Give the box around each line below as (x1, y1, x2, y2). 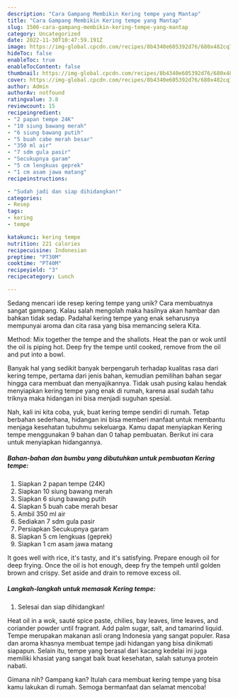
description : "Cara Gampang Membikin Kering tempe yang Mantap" (7, 10, 201, 18)
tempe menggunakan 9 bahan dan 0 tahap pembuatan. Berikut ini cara (7, 430, 214, 439)
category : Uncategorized (7, 30, 81, 38)
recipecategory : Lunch (7, 274, 74, 281)
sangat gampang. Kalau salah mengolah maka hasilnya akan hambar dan (7, 306, 220, 315)
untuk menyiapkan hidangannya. (7, 437, 103, 446)
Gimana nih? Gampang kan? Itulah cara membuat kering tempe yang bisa (7, 675, 221, 684)
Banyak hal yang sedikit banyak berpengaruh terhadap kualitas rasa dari (7, 364, 218, 372)
